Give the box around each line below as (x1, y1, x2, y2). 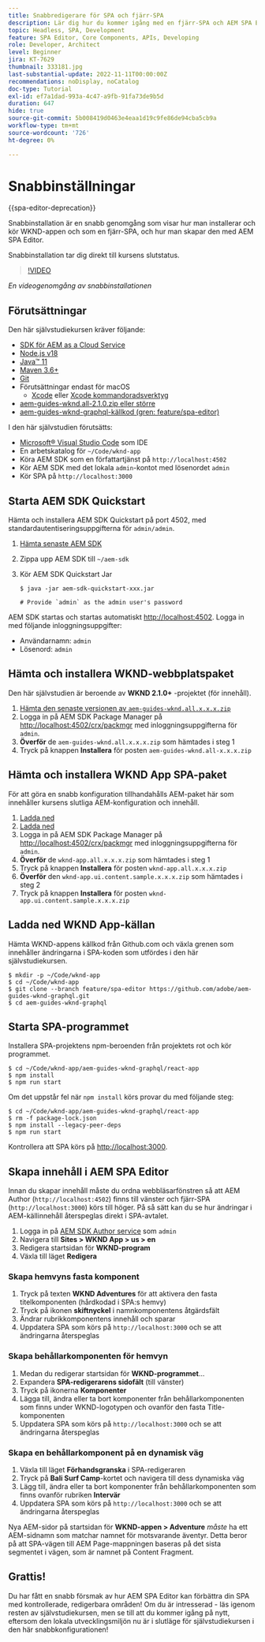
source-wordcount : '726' (8, 129, 90, 137)
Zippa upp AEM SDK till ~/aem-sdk (19, 554, 129, 564)
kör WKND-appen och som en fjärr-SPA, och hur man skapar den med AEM (8, 226, 254, 237)
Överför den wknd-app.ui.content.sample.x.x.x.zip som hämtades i (19, 871, 243, 881)
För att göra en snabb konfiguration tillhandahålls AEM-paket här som (8, 789, 234, 799)
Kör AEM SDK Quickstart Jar (19, 570, 113, 579)
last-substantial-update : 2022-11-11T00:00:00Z (8, 70, 168, 78)
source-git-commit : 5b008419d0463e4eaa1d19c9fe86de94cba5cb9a (8, 114, 217, 122)
